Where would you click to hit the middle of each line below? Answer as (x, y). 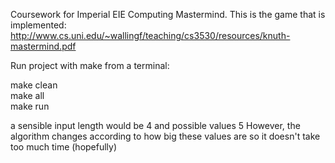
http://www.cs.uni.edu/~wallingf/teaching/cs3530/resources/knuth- (150, 35)
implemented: (38, 25)
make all (27, 95)
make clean (34, 85)
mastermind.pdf (43, 46)
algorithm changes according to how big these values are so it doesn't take (165, 136)
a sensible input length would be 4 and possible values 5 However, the (155, 125)
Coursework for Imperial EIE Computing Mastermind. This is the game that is (168, 14)
